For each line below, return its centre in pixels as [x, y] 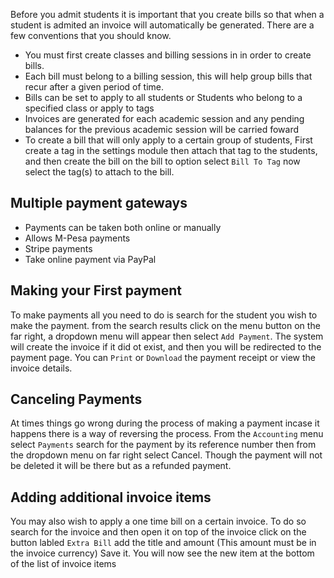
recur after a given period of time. [94, 87]
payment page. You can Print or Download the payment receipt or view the [163, 357]
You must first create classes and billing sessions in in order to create [168, 55]
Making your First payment [96, 290]
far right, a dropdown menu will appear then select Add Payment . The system [167, 336]
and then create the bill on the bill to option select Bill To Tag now [162, 161]
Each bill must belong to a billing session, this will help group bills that [168, 76]
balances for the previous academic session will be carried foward [162, 129]
